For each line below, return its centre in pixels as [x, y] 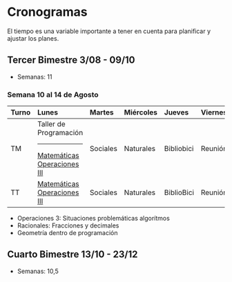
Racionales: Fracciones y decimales [68, 225]
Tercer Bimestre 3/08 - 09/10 [71, 60]
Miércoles [141, 112]
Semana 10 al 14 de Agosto [53, 94]
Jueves [176, 112]
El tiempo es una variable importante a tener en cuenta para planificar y [109, 31]
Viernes [214, 112]
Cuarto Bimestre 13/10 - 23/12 [72, 255]
